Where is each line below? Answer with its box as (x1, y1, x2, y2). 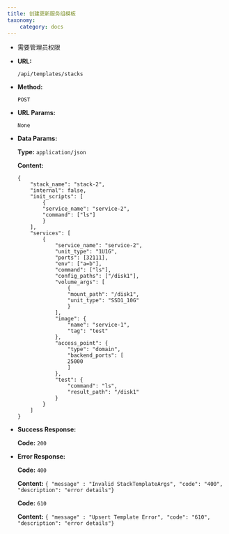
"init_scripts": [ (30, 193, 84, 200)
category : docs (19, 23, 64, 30)
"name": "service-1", (67, 322, 130, 329)
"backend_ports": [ (67, 352, 124, 359)
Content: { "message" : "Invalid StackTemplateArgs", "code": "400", (17, 480, 223, 488)
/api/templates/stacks (17, 71, 84, 77)
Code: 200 (17, 439, 47, 447)
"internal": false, (30, 187, 87, 194)
